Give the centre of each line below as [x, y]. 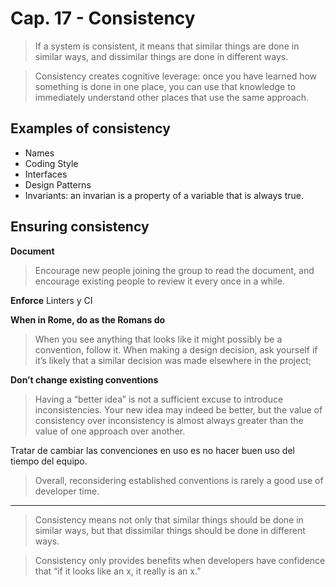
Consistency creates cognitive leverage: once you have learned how [176, 76]
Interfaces [46, 174]
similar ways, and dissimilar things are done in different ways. [161, 56]
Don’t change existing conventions [84, 379]
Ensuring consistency [80, 227]
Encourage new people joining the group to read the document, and [174, 270]
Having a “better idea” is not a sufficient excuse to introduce [159, 399]
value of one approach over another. [110, 431]
